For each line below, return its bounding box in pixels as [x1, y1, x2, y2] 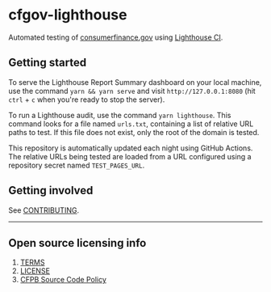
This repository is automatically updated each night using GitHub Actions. [8, 143, 253, 153]
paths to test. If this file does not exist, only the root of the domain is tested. [8, 127, 260, 137]
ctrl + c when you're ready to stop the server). [8, 95, 165, 104]
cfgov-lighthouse [8, 6, 127, 24]
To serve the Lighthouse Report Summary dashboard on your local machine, [8, 77, 262, 87]
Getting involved [8, 184, 94, 197]
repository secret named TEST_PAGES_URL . [8, 160, 145, 170]
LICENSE [19, 266, 51, 276]
